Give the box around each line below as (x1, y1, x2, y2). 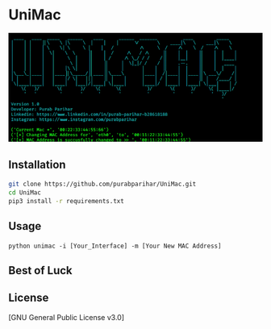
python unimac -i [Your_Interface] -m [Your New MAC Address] (8, 242, 222, 250)
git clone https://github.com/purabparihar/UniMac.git (8, 180, 197, 189)
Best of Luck (8, 264, 73, 277)
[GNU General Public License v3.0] (8, 312, 125, 322)
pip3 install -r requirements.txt (8, 197, 125, 205)
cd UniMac (8, 188, 42, 197)
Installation (8, 157, 66, 171)
